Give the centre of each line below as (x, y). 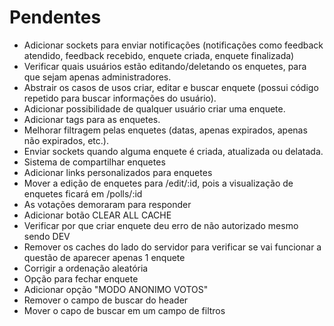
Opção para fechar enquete (81, 278)
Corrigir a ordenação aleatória (86, 268)
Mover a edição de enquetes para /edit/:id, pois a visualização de (158, 183)
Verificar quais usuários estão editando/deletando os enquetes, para (165, 66)
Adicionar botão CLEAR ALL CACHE (97, 215)
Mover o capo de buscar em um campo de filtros (124, 310)
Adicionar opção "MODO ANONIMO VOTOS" (116, 289)
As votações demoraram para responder (107, 204)
